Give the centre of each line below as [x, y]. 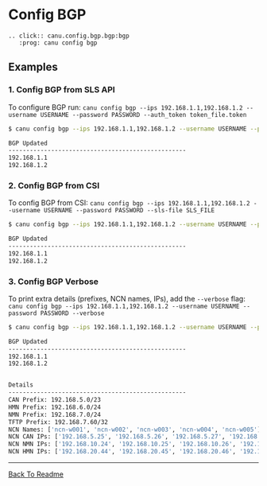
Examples [33, 67]
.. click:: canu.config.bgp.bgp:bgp [69, 36]
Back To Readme [36, 474]
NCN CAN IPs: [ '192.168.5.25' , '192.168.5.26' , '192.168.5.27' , [117, 437]
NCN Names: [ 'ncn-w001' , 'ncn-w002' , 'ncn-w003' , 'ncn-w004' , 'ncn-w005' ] [135, 430]
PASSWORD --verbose [72, 313]
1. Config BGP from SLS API [62, 90]
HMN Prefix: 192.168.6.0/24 [55, 407]
